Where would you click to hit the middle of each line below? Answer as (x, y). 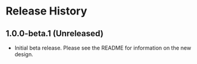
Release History (46, 11)
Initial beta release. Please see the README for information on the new (103, 48)
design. (24, 54)
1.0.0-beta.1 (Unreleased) (55, 34)
